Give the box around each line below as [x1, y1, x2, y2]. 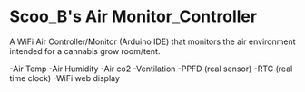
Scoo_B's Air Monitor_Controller [9, 6, 257, 27]
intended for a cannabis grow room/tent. [9, 45, 161, 56]
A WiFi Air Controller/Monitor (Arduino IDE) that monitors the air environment [9, 36, 296, 47]
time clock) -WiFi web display [9, 72, 121, 83]
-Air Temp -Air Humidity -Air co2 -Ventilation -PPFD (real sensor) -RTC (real [9, 63, 293, 74]
